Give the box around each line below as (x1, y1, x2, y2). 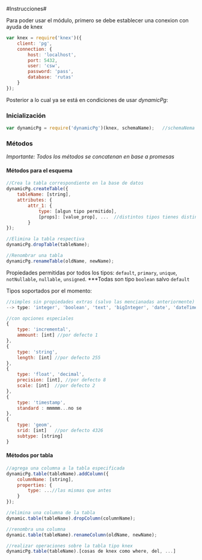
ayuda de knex (6, 24, 43, 30)
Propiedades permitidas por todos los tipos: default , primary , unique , (6, 269, 177, 276)
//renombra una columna (6, 526, 66, 532)
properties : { (17, 482, 52, 488)
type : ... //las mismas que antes (28, 488, 112, 494)
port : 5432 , (28, 57, 58, 63)
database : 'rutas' (28, 74, 74, 80)
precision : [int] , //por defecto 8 (17, 377, 106, 383)
